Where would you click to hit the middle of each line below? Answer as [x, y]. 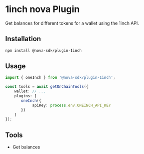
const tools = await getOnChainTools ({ [47, 87]
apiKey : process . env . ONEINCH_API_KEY [71, 105]
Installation [23, 39]
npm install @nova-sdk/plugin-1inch [43, 50]
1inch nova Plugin [43, 9]
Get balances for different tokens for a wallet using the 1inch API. [72, 23]
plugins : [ [26, 96]
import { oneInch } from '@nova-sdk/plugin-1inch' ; [60, 78]
